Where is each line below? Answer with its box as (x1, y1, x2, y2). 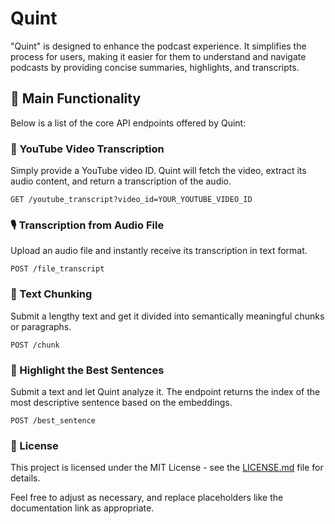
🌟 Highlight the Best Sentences (10, 363, 165, 377)
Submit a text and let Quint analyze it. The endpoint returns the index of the (10, 385, 321, 397)
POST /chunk (10, 340, 60, 350)
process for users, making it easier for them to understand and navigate (10, 50, 307, 62)
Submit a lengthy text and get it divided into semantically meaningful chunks (10, 310, 325, 322)
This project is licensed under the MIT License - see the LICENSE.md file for (10, 462, 324, 474)
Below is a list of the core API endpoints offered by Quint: (10, 117, 247, 129)
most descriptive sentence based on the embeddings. (10, 396, 233, 408)
